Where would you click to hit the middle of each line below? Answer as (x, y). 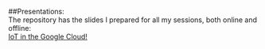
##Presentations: (37, 11)
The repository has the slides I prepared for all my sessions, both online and (132, 20)
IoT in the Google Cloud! (48, 36)
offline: (20, 28)
